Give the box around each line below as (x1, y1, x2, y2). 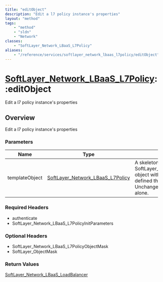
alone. (134, 190, 149, 197)
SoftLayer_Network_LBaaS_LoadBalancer (5, 272, 88, 278)
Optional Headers (5, 232, 48, 239)
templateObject (7, 174, 43, 181)
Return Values (5, 261, 39, 267)
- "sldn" (14, 30, 32, 34)
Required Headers (5, 204, 49, 211)
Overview (5, 114, 35, 122)
